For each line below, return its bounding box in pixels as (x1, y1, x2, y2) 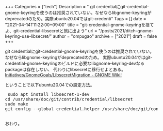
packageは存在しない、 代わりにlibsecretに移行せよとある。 (5, 67, 126, 72)
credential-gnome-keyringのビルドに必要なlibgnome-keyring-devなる (5, 60, 145, 66)
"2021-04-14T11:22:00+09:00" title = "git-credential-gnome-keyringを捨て (5, 22, 154, 28)
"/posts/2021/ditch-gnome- (98, 28, 154, 33)
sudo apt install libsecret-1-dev (7, 92, 90, 97)
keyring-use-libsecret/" (5, 33, 52, 39)
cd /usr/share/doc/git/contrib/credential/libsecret (5, 97, 133, 102)
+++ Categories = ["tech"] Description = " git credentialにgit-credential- (5, 4, 149, 9)
